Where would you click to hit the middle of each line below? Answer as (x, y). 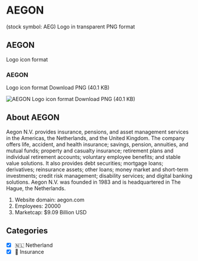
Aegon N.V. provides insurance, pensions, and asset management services (98, 132)
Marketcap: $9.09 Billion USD (51, 212)
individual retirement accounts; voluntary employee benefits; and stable (93, 156)
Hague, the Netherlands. (36, 188)
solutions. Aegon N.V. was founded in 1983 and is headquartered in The (94, 182)
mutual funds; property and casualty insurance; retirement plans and (90, 151)
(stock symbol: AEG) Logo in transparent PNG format (71, 27)
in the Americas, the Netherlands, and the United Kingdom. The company (95, 138)
